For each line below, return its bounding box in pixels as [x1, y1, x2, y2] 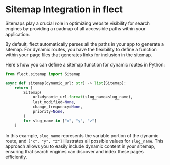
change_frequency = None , [32, 104, 83, 110]
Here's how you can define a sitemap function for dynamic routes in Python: [5, 61, 165, 68]
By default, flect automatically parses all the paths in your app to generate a [5, 41, 164, 47]
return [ [14, 85, 33, 90]
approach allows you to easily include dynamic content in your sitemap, [5, 143, 155, 149]
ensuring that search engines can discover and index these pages [5, 148, 144, 154]
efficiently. [5, 154, 27, 160]
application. [5, 31, 30, 37]
